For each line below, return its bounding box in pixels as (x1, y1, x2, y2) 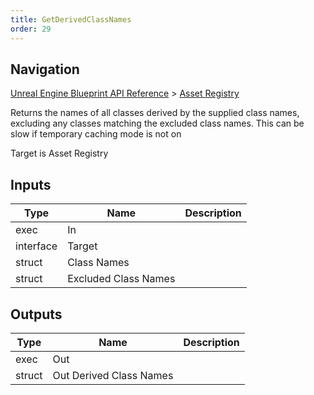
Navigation (10, 61, 80, 78)
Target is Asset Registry (10, 147, 109, 160)
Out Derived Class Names (52, 368, 174, 382)
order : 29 (10, 24, 52, 34)
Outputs (10, 306, 63, 323)
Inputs (10, 176, 52, 193)
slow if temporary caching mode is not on (10, 128, 182, 140)
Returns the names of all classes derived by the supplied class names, (10, 107, 300, 119)
